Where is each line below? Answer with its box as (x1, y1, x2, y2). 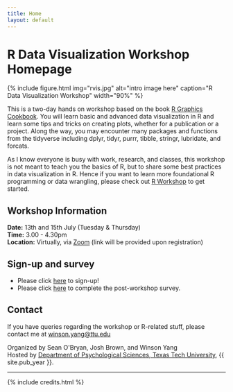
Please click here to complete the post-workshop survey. (17, 284, 181, 292)
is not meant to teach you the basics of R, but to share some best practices (7, 162, 222, 171)
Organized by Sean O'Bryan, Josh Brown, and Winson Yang (7, 343, 178, 351)
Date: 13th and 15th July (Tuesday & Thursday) (7, 223, 141, 232)
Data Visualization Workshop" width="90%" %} (7, 92, 144, 100)
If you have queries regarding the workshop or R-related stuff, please (7, 322, 205, 330)
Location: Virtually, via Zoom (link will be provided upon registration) (7, 238, 203, 246)
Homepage (7, 61, 72, 77)
